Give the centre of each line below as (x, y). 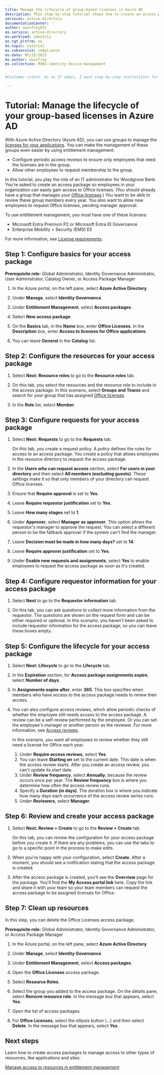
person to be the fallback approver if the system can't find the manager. (84, 532)
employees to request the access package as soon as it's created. (79, 566)
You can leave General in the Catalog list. (54, 341)
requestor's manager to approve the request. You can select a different (83, 527)
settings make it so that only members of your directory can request (81, 479)
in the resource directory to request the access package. (69, 459)
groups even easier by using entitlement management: (60, 150)
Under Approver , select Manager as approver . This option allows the (82, 522)
